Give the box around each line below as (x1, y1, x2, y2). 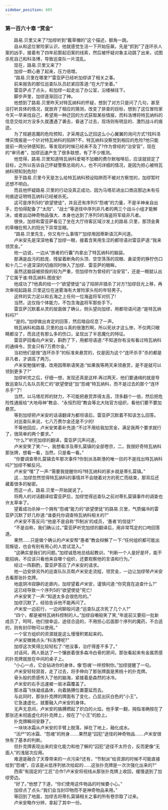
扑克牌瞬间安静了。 (13, 718, 53, 724)
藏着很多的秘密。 (5, 480, 40, 486)
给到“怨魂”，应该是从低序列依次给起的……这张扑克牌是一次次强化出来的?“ (5, 762, 156, 768)
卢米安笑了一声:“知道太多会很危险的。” (13, 593, 91, 599)
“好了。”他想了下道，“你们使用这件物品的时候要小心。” (13, 780, 122, 786)
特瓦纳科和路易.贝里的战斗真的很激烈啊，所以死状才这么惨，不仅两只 (13, 324, 156, 330)
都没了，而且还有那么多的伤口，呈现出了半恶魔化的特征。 (9, 330, 128, 336)
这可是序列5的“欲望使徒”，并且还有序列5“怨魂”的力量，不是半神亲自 (13, 199, 154, 205)
